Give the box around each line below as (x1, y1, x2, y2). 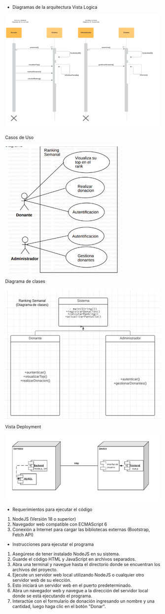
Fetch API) (12, 532, 33, 538)
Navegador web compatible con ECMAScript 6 (12, 521, 107, 528)
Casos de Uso (5, 134, 34, 140)
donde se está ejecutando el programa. (12, 593, 93, 599)
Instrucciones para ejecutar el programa (12, 541, 94, 547)
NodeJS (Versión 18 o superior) (12, 516, 76, 522)
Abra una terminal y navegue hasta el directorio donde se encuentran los (12, 562, 161, 568)
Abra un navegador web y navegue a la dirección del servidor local (12, 588, 149, 594)
